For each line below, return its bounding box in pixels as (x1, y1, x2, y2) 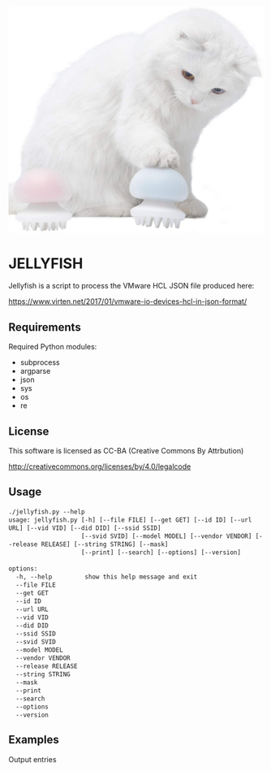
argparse (19, 366, 51, 376)
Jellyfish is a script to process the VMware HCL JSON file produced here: (8, 281, 255, 291)
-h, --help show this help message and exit (15, 572, 198, 581)
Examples (8, 733, 59, 747)
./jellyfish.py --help (8, 507, 85, 516)
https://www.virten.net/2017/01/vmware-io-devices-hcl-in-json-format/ (8, 297, 247, 306)
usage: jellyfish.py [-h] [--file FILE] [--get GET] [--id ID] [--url (8, 515, 252, 524)
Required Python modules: (8, 342, 97, 352)
